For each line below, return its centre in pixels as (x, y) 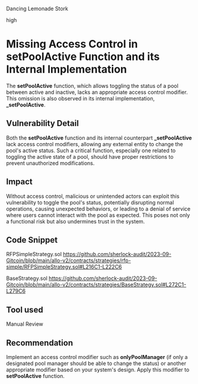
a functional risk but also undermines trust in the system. (76, 221)
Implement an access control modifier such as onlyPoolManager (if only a (97, 357)
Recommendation (39, 343)
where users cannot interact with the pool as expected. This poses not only (98, 215)
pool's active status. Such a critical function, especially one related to (91, 150)
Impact (19, 182)
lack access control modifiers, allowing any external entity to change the (95, 144)
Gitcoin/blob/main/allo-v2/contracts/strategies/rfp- (69, 260)
